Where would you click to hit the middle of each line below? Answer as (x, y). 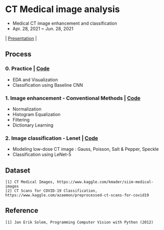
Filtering (21, 120)
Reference (22, 211)
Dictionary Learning (33, 125)
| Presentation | (21, 38)
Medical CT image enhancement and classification (65, 23)
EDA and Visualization (35, 80)
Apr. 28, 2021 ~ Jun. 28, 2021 (43, 28)
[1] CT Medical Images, (30, 182)
